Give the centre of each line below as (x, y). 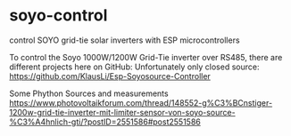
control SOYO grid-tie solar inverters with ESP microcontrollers (125, 40)
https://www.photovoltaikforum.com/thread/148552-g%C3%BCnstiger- (141, 102)
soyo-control (58, 16)
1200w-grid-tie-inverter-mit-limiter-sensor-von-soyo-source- (122, 112)
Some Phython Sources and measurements (89, 93)
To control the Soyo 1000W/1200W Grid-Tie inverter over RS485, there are (146, 57)
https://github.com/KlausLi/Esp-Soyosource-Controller (110, 76)
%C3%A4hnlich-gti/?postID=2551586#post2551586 (105, 122)
